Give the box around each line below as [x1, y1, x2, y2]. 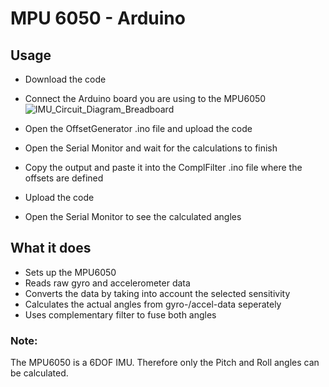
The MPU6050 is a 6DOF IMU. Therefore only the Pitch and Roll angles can [10, 357, 320, 369]
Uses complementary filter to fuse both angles [24, 308, 217, 321]
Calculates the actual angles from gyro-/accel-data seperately [24, 298, 282, 310]
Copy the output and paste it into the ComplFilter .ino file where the [24, 162, 303, 173]
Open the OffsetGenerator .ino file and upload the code [24, 123, 253, 134]
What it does [10, 240, 92, 257]
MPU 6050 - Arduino [10, 7, 186, 30]
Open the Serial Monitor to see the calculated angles [24, 211, 242, 222]
